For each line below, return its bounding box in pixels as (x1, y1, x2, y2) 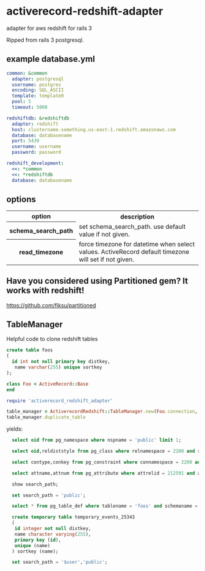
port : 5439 (12, 138, 40, 144)
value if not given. (79, 230, 130, 239)
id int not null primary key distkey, (12, 359, 111, 365)
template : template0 (12, 93, 64, 99)
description (120, 212, 154, 221)
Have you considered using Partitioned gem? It (6, 276, 189, 286)
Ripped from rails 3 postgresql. (6, 36, 84, 43)
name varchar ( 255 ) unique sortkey (14, 364, 103, 370)
